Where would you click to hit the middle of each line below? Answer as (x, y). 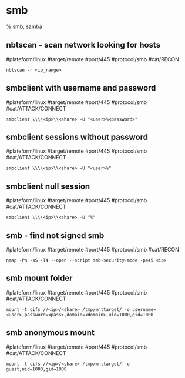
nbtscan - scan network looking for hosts (83, 45)
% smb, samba (24, 26)
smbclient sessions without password (77, 137)
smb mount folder (39, 278)
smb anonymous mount (51, 333)
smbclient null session (48, 186)
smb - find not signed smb (55, 235)
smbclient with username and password (81, 88)
